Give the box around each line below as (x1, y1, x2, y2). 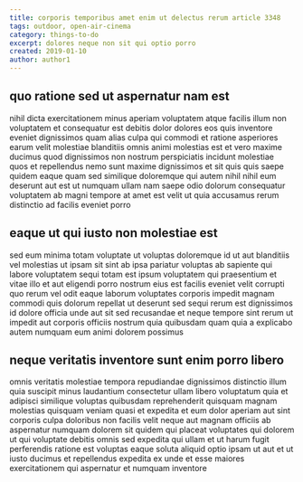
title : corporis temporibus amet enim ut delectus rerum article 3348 (9, 13, 281, 23)
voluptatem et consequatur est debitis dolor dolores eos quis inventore (9, 122, 273, 133)
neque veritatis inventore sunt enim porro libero (9, 353, 285, 368)
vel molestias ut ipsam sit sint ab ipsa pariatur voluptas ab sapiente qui (9, 259, 273, 269)
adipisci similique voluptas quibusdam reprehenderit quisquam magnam (9, 395, 278, 407)
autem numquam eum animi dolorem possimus (9, 326, 184, 337)
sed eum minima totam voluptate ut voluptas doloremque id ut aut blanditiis (9, 250, 290, 260)
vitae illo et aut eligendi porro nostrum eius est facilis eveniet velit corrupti (9, 278, 285, 289)
